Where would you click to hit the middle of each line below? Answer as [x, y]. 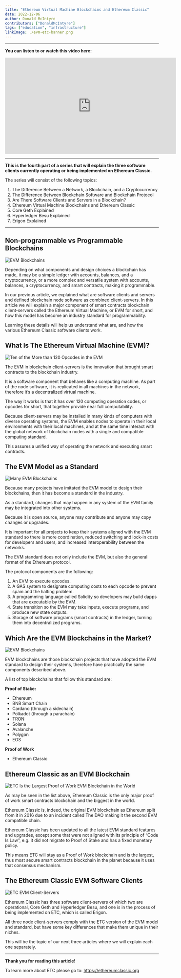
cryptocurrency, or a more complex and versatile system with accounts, [77, 280]
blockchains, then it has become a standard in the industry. [64, 493]
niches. [12, 932]
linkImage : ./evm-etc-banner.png [39, 32]
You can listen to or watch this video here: [48, 51]
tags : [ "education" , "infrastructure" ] [46, 28]
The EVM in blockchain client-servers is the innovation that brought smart [79, 367]
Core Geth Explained [33, 210]
